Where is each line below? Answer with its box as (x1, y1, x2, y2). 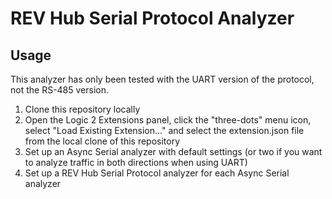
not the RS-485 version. (10, 84, 110, 96)
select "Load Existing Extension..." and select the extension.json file (24, 125, 305, 136)
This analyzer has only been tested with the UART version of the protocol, (10, 73, 315, 85)
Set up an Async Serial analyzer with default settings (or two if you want (24, 146, 323, 157)
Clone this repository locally (24, 103, 141, 115)
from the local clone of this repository (24, 135, 181, 147)
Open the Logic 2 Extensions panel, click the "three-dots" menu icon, (24, 114, 312, 126)
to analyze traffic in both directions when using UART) (24, 157, 248, 168)
